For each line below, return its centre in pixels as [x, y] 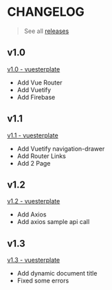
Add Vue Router [40, 82]
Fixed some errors [43, 281]
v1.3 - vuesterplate [34, 260]
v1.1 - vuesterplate [33, 135]
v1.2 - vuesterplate [34, 201]
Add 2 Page [34, 163]
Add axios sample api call [53, 222]
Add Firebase [36, 97]
